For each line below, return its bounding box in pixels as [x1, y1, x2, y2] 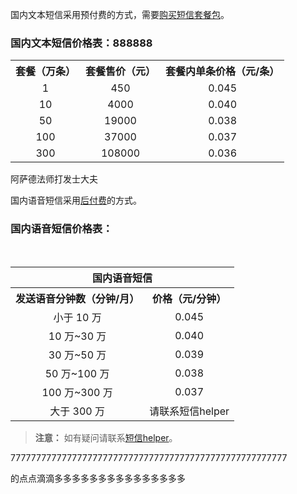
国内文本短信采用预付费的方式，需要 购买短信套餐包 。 [10, 9, 230, 20]
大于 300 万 [49, 404, 105, 418]
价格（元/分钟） [152, 291, 227, 305]
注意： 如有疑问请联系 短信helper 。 [34, 431, 178, 443]
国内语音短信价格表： [10, 222, 113, 236]
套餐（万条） [15, 64, 77, 78]
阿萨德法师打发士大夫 [10, 173, 98, 185]
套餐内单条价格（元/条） [165, 64, 280, 78]
